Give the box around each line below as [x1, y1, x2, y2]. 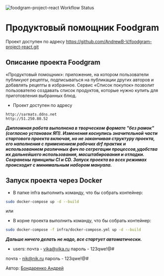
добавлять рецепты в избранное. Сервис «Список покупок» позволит [5, 82, 155, 88]
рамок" [137, 125, 155, 131]
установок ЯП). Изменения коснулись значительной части [28, 130, 158, 136]
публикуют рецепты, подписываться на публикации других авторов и [5, 77, 154, 83]
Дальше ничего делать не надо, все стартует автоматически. [5, 236, 142, 242]
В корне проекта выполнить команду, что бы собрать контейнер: [12, 218, 152, 224]
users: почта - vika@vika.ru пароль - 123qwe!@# [12, 246, 114, 252]
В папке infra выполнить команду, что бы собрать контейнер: [12, 189, 143, 195]
